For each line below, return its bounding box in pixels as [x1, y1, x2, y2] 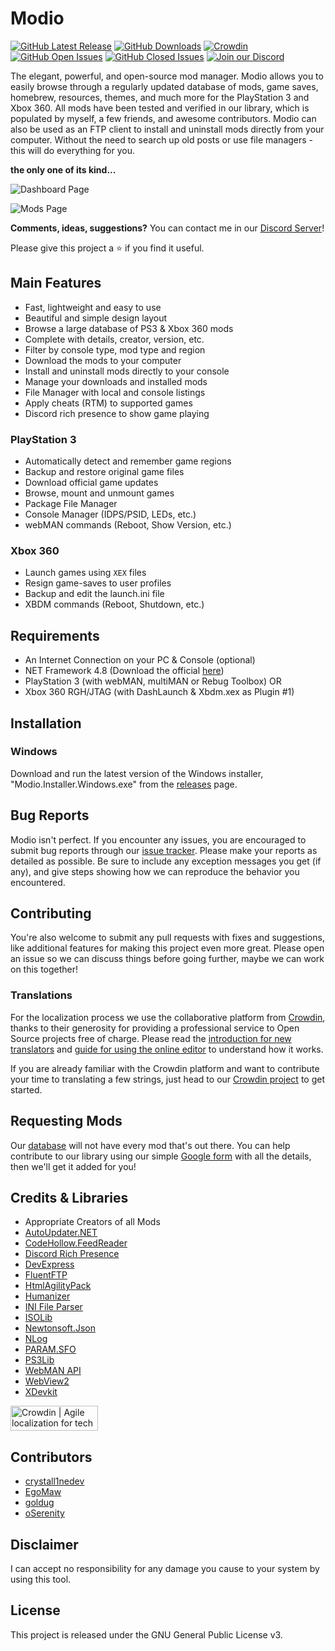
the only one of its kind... [10, 163, 117, 176]
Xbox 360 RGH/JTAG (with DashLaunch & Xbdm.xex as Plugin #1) [24, 686, 295, 698]
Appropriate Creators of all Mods [24, 1216, 161, 1228]
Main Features [10, 275, 102, 292]
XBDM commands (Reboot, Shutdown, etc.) [24, 598, 205, 611]
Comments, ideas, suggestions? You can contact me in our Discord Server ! [10, 222, 325, 234]
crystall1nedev [24, 1475, 85, 1487]
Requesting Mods [10, 1113, 123, 1130]
